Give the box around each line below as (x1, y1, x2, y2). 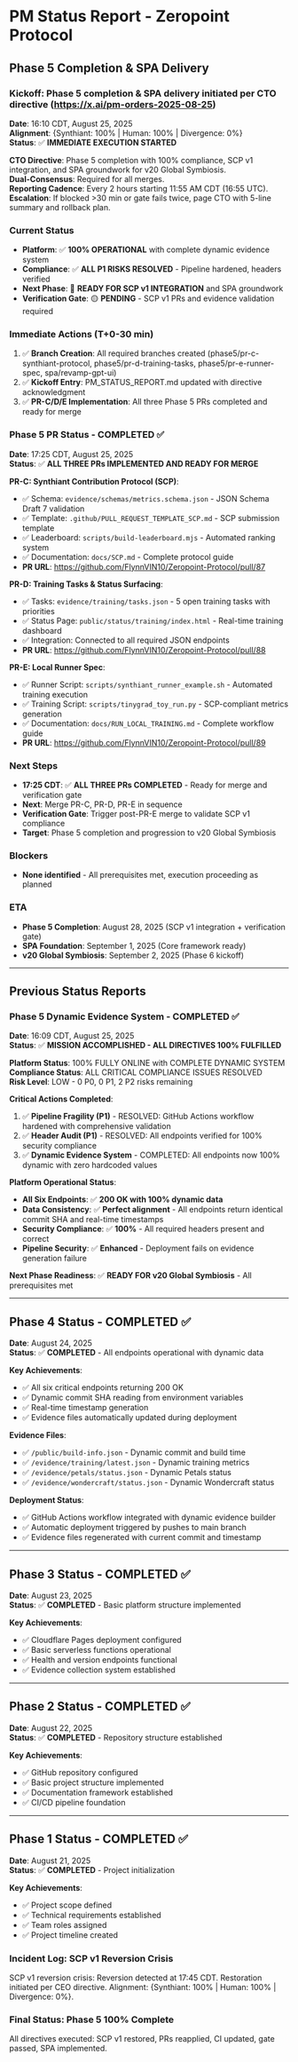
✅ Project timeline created (21, 1929, 118, 1940)
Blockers (9, 849, 49, 862)
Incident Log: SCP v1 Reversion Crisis (9, 1952, 174, 1964)
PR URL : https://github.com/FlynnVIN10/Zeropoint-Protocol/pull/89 (21, 737, 266, 747)
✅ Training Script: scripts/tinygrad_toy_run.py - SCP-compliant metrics (21, 699, 289, 709)
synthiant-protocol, (21, 358, 93, 369)
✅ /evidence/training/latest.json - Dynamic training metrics (21, 1458, 250, 1468)
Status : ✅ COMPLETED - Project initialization (9, 1864, 176, 1875)
